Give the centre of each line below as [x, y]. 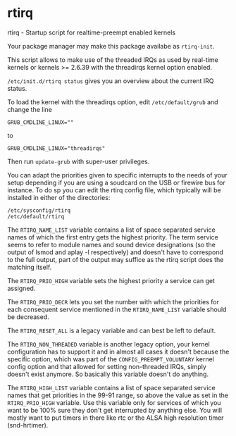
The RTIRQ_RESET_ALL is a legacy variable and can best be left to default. [112, 330]
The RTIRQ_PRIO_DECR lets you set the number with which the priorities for [113, 301]
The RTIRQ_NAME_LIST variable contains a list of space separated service [112, 230]
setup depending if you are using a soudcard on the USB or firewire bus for [116, 182]
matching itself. [30, 267]
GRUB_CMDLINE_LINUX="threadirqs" [56, 148]
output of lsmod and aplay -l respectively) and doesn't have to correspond [116, 252]
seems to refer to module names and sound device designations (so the [112, 244]
